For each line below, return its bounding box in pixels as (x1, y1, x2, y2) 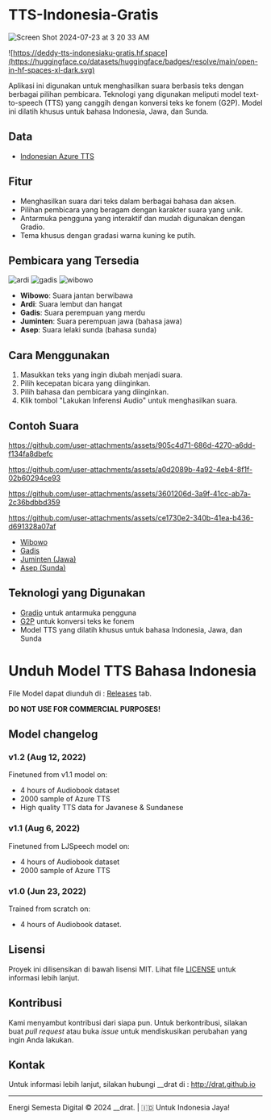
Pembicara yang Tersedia (8, 253, 140, 267)
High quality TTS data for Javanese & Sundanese (19, 803, 184, 813)
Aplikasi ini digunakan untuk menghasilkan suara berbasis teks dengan (8, 81, 244, 90)
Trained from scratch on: (8, 904, 91, 913)
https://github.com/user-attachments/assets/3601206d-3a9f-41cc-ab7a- (8, 489, 252, 498)
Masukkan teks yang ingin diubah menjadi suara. (19, 370, 183, 380)
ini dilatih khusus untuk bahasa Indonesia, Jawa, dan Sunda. (8, 107, 209, 116)
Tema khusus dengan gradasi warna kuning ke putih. (19, 230, 196, 240)
